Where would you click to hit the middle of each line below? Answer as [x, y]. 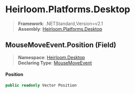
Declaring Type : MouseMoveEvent [55, 63]
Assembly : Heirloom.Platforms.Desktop [60, 29]
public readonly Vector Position [41, 85]
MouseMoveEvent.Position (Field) [61, 45]
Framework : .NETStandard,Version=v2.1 [60, 24]
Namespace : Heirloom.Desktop [51, 57]
